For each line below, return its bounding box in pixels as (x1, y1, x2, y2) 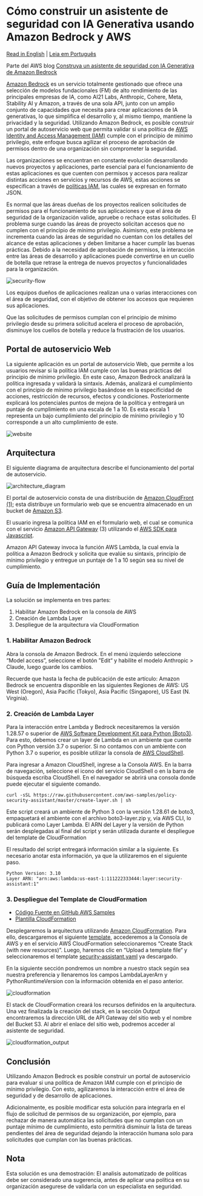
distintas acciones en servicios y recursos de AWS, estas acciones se (6, 176, 181, 183)
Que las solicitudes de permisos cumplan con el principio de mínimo (6, 313, 177, 320)
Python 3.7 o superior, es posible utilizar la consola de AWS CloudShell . (6, 749, 185, 756)
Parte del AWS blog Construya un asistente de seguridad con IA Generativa (6, 62, 195, 69)
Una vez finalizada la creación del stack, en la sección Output (6, 1008, 161, 1015)
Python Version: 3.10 (6, 870, 61, 876)
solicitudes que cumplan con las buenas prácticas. (6, 1136, 133, 1144)
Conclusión (6, 1056, 51, 1066)
